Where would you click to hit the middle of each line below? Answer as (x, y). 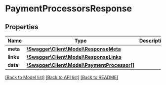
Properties (22, 27)
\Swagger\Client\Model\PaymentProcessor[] (81, 65)
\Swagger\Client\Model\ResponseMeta (74, 49)
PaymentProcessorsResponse (69, 9)
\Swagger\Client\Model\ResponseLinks (74, 57)
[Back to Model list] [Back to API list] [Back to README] (62, 77)
